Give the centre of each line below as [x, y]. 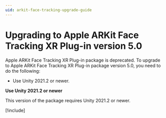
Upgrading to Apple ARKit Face [72, 35]
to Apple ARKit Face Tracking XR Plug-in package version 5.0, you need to [83, 65]
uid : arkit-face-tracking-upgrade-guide [49, 10]
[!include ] [15, 110]
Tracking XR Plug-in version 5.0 [74, 46]
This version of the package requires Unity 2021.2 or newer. [68, 100]
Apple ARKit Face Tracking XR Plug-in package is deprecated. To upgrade [83, 60]
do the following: [23, 71]
